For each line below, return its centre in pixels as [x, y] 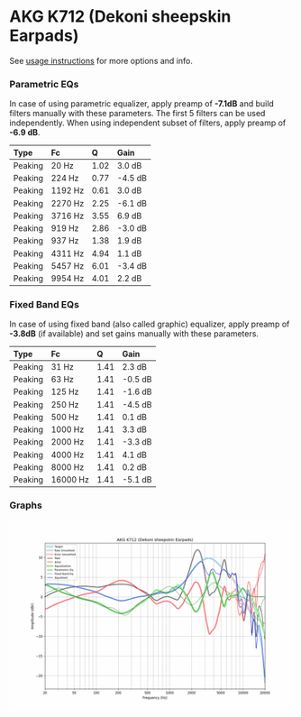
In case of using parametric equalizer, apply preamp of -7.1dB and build [142, 104]
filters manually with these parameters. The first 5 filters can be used [137, 114]
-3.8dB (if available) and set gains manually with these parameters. [134, 334]
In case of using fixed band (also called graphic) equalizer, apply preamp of [150, 324]
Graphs [26, 505]
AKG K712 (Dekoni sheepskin [120, 17]
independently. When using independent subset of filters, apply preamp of [148, 123]
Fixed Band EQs [44, 304]
